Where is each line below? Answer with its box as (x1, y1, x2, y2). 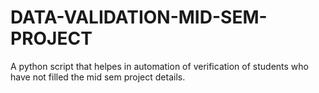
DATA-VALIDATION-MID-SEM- (10, 6, 268, 29)
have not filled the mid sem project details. (10, 71, 186, 83)
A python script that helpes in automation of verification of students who (10, 60, 309, 72)
